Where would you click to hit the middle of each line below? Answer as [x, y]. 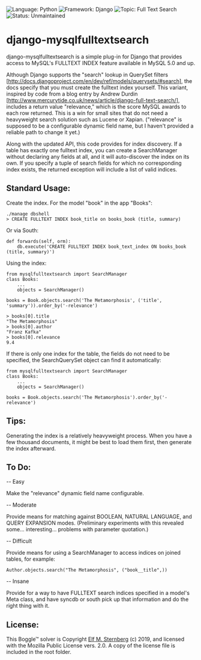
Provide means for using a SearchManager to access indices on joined [94, 553]
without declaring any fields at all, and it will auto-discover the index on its [98, 156]
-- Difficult [19, 541]
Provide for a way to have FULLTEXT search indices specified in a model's [98, 593]
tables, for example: [31, 559]
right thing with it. [28, 606]
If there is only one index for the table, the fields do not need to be [88, 353]
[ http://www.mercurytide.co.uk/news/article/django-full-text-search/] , [93, 100]
